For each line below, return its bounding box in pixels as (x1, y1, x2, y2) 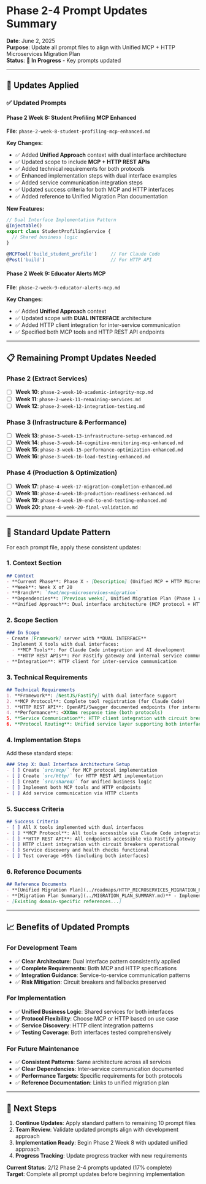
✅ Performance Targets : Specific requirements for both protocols (15, 1072, 183, 1080)
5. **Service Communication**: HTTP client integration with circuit (6, 715, 188, 722)
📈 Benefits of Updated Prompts (6, 922, 130, 933)
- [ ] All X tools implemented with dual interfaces (6, 824, 144, 830)
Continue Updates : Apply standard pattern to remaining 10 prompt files (15, 1119, 196, 1126)
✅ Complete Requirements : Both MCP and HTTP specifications (15, 964, 177, 971)
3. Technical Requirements (6, 673, 88, 681)
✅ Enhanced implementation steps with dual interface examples (15, 172, 177, 179)
